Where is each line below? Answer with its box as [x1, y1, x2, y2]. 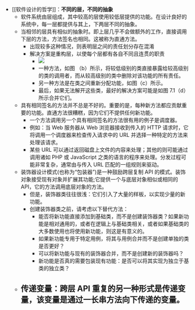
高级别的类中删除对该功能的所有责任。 [90, 72, 184, 79]
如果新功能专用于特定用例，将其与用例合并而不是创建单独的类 [38, 235, 190, 242]
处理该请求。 [29, 139, 61, 146]
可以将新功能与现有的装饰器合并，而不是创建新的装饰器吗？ [38, 250, 184, 257]
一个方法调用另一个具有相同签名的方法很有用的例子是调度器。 [29, 117, 181, 123]
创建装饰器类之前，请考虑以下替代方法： [29, 206, 129, 212]
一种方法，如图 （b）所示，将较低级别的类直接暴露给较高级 [38, 65, 184, 72]
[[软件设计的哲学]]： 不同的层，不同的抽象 [11, 6, 114, 12]
